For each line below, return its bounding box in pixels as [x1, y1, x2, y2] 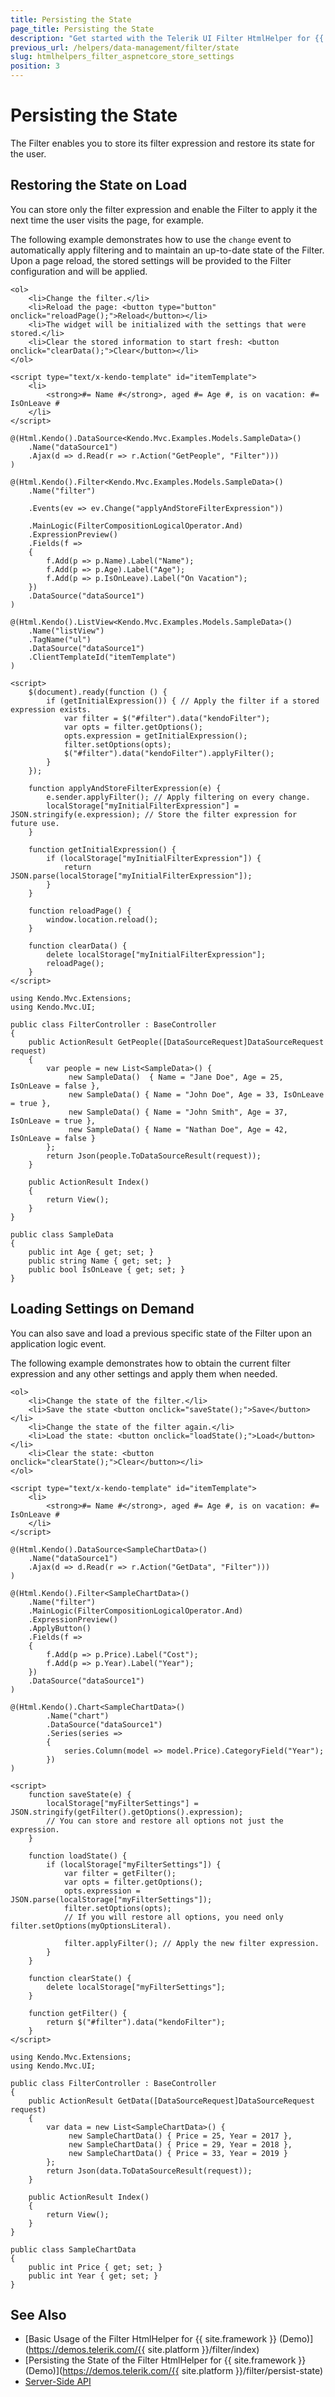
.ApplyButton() [28, 1623, 92, 1633]
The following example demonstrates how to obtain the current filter [10, 1357, 291, 1369]
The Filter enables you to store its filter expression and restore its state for [10, 137, 315, 149]
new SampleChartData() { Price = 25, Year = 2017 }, [68, 2131, 293, 2141]
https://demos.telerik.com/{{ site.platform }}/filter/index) [28, 2344, 260, 2356]
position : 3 [10, 61, 60, 71]
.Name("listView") [28, 626, 105, 636]
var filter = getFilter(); [63, 1868, 177, 1878]
